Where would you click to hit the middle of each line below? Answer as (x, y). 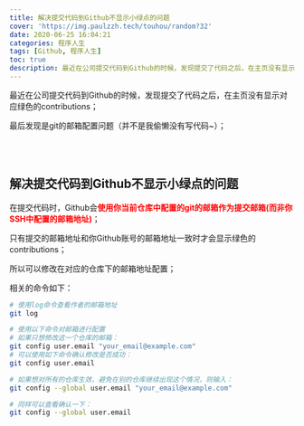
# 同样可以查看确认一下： (51, 404)
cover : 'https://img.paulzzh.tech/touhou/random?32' (111, 26)
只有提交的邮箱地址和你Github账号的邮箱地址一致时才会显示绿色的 (133, 238)
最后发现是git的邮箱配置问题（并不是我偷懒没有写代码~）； (118, 125)
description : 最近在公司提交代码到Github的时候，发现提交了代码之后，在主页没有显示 (152, 69)
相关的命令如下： (41, 288)
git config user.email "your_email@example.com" (103, 346)
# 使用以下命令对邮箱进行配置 (57, 330)
